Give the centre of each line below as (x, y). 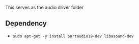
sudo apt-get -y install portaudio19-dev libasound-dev (73, 36)
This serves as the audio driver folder (45, 7)
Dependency (26, 23)
